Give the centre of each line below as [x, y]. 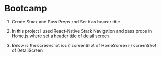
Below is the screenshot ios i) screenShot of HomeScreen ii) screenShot [84, 45]
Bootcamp [26, 8]
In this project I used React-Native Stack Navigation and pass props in [82, 31]
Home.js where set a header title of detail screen [60, 36]
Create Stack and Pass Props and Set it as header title [66, 22]
